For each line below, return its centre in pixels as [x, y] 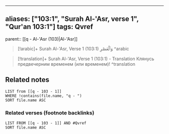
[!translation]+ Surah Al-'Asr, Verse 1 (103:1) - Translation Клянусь [86, 59]
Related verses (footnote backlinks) [50, 112]
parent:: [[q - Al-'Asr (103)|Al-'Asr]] [41, 39]
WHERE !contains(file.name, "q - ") [44, 96]
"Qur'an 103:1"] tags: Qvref [49, 27]
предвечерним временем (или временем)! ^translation [76, 64]
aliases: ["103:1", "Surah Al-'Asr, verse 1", [72, 19]
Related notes [27, 80]
